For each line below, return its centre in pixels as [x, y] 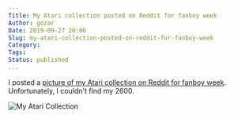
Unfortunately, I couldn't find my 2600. [71, 90]
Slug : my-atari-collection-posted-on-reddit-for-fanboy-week [111, 38]
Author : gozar [32, 23]
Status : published [38, 60]
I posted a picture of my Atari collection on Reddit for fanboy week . [117, 82]
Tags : [17, 52]
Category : [25, 45]
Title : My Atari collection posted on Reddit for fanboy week [113, 15]
